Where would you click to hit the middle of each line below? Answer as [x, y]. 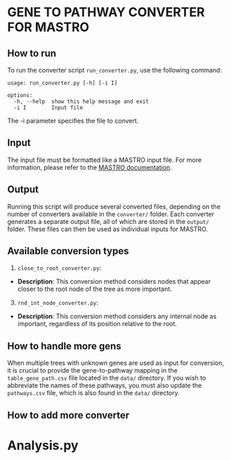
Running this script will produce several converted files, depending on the [114, 206]
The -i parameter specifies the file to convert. [73, 121]
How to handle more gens [64, 346]
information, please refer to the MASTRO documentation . [90, 167]
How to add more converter [68, 415]
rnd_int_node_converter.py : [58, 303]
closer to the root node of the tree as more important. [94, 289]
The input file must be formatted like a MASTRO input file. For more [105, 160]
